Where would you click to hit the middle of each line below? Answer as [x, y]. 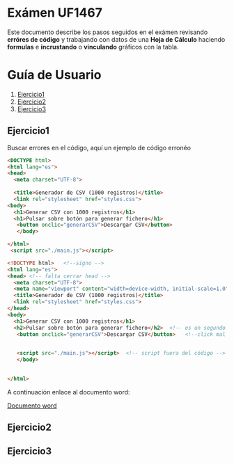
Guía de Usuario [55, 75]
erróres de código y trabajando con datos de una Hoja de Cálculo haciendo [116, 39]
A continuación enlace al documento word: [69, 392]
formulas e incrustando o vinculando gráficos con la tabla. [93, 47]
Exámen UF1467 [55, 13]
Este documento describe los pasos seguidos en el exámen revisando [108, 32]
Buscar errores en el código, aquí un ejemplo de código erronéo [99, 147]
